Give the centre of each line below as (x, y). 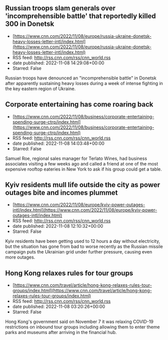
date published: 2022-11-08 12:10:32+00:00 (58, 226)
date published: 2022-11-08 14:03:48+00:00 (58, 143)
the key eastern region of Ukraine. (41, 89)
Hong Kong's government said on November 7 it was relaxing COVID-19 (79, 322)
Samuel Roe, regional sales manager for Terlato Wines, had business (76, 158)
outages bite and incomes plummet (61, 193)
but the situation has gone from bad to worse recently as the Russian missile (84, 246)
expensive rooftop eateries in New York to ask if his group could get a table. (83, 169)
